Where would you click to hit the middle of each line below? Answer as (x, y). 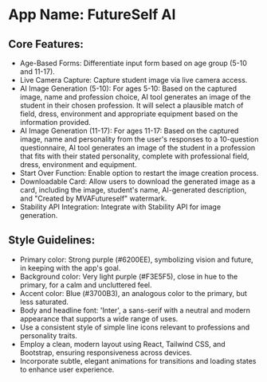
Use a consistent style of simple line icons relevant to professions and (135, 327)
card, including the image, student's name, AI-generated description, (133, 190)
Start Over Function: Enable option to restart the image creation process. (139, 173)
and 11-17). (37, 72)
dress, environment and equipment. (78, 164)
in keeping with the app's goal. (70, 267)
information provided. (55, 122)
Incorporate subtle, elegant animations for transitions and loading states (138, 361)
